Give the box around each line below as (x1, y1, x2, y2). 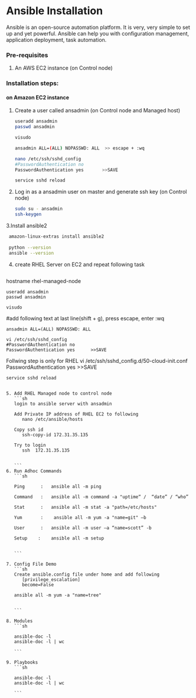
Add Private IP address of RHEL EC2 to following (14, 411, 139, 417)
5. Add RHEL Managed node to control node (6, 390, 112, 397)
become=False (21, 582, 54, 587)
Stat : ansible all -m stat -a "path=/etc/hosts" (14, 504, 158, 510)
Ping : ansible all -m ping (14, 483, 102, 489)
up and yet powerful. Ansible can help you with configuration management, (6, 30, 190, 37)
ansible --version (8, 250, 54, 256)
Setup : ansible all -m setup (14, 535, 104, 541)
